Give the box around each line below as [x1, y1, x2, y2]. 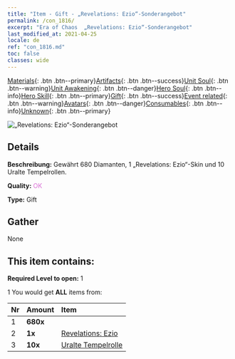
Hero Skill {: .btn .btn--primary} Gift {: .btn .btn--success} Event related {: [21, 91, 228, 100]
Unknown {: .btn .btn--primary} [21, 106, 111, 115]
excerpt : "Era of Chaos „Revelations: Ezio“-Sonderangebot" [7, 24, 193, 31]
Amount [26, 305, 55, 315]
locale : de [7, 37, 40, 44]
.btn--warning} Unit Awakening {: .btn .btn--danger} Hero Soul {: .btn [7, 83, 204, 93]
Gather [7, 215, 39, 228]
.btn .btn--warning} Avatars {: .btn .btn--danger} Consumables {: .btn [7, 99, 204, 108]
